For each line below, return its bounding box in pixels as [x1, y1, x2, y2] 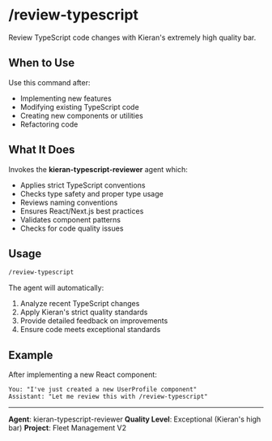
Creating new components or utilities [19, 110, 143, 120]
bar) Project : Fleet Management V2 [8, 423, 127, 433]
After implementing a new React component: [8, 370, 158, 379]
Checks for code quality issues [19, 223, 124, 233]
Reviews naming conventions [19, 197, 118, 207]
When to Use [8, 56, 75, 70]
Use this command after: [8, 77, 91, 87]
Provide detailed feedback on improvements [19, 316, 168, 326]
